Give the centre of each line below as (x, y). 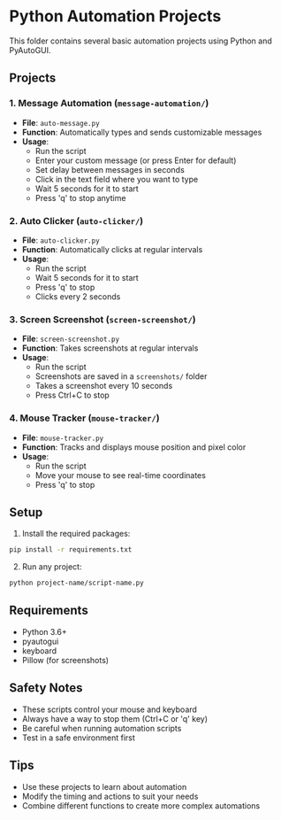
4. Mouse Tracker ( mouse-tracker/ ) (85, 418)
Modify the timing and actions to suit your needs (110, 796)
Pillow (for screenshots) (65, 660)
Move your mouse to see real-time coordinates (120, 475)
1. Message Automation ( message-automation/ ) (109, 104)
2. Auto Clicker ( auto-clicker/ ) (76, 220)
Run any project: (52, 567)
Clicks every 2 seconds (78, 296)
